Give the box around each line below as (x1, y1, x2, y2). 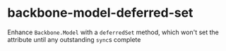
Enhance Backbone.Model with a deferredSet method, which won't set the (7, 28, 219, 36)
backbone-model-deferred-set (7, 5, 194, 21)
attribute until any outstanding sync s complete (7, 35, 141, 43)
